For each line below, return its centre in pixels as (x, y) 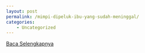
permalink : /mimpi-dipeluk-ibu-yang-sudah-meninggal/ (73, 17)
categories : (20, 22)
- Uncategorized (36, 27)
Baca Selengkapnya (30, 44)
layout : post (22, 11)
